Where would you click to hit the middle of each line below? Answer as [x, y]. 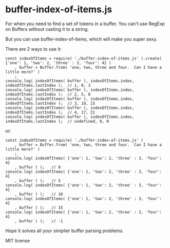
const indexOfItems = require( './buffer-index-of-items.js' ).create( [83, 58]
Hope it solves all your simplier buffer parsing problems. [65, 231]
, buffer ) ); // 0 [37, 167]
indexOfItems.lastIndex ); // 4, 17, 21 [50, 112]
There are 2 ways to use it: [33, 49]
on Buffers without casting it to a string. [47, 29]
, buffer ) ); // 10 [39, 194]
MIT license [18, 240]
